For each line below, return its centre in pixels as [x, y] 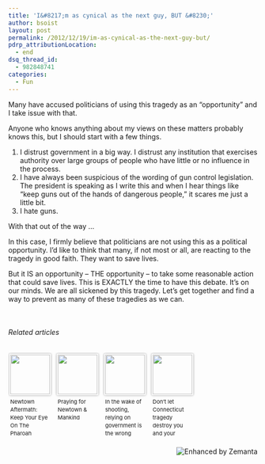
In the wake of [124, 401]
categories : [28, 74]
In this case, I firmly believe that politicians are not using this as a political [128, 242]
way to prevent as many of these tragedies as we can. [96, 299]
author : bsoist [33, 23]
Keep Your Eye [29, 417]
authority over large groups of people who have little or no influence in [134, 160]
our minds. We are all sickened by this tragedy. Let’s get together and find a [131, 291]
